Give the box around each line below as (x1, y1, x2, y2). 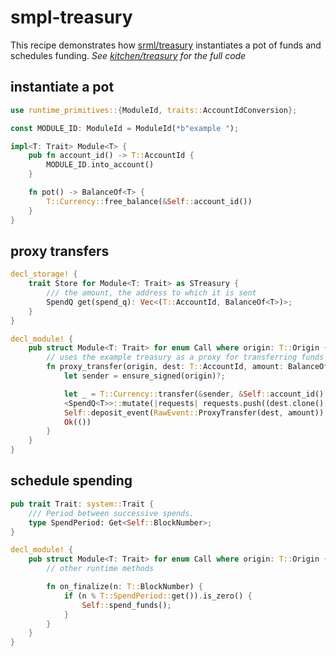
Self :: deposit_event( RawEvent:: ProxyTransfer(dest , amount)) (63, 407, 325, 418)
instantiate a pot (10, 79, 115, 96)
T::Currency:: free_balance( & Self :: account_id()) (46, 196, 253, 206)
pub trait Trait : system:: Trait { (10, 499, 155, 509)
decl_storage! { (10, 269, 78, 280)
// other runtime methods (46, 564, 155, 574)
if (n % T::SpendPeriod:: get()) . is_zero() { (63, 591, 253, 601)
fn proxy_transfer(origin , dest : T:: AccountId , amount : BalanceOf (46, 362, 329, 372)
